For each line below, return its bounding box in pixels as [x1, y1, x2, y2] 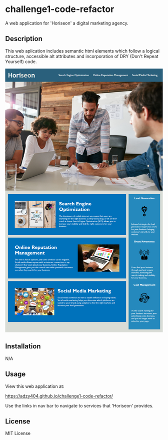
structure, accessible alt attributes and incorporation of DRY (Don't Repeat [5, 53, 158, 59]
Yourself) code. [5, 59, 37, 65]
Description [5, 35, 42, 43]
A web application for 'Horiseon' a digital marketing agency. [5, 20, 128, 26]
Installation [5, 342, 41, 351]
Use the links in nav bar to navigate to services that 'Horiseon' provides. [5, 402, 154, 408]
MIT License [5, 430, 31, 436]
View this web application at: [5, 383, 64, 389]
